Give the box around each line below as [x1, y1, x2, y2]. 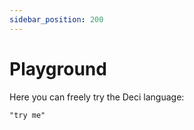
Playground [9, 57, 107, 80]
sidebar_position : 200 [9, 14, 104, 25]
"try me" [9, 110, 46, 120]
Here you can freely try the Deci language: [9, 91, 185, 103]
